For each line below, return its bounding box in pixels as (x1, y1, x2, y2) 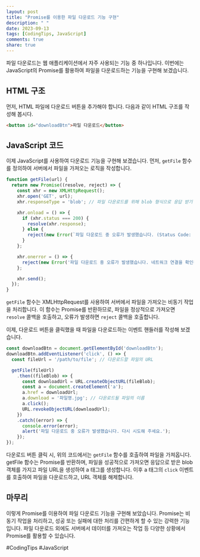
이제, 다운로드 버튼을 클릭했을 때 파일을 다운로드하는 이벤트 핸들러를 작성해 (6, 326, 180, 333)
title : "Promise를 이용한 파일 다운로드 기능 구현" (6, 14, 120, 20)
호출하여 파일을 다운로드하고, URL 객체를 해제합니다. (12, 473, 134, 481)
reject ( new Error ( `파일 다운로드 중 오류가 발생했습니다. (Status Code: (27, 232, 192, 238)
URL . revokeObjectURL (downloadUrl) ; (21, 406, 111, 412)
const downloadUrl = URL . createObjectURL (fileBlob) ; (21, 378, 156, 384)
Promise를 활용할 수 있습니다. (6, 532, 76, 539)
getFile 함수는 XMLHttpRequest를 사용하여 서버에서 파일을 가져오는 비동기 (6, 298, 183, 305)
